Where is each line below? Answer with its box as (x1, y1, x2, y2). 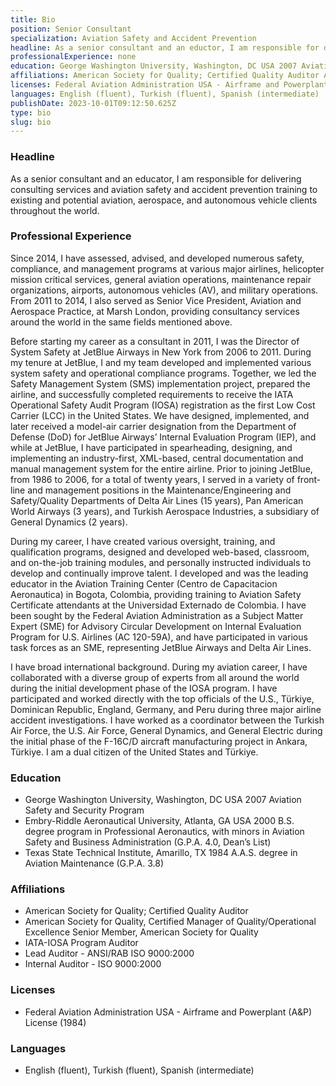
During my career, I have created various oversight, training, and (10, 535, 276, 547)
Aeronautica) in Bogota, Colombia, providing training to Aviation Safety (10, 588, 302, 600)
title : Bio (10, 14, 56, 25)
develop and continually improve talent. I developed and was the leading (10, 567, 309, 579)
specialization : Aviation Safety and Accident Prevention (10, 33, 257, 43)
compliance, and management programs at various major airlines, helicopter (10, 262, 325, 275)
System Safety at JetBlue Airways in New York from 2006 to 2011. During (10, 346, 312, 358)
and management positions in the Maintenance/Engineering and (27, 484, 292, 496)
